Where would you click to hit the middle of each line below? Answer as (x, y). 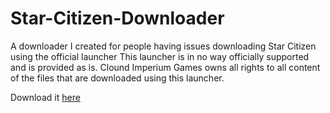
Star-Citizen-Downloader (117, 18)
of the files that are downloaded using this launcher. (117, 78)
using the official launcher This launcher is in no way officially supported (160, 56)
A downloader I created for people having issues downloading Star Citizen (163, 46)
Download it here (45, 97)
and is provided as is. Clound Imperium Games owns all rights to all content (165, 67)
